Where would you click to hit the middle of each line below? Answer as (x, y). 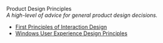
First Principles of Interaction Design (61, 27)
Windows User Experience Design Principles (71, 33)
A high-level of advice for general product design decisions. (82, 15)
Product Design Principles (39, 9)
